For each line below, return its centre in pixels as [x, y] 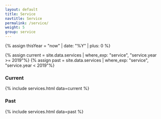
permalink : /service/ [27, 23]
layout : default [21, 9]
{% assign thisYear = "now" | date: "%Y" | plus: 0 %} [58, 46]
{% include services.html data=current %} [47, 89]
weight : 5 [15, 28]
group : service [20, 32]
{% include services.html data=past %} [44, 111]
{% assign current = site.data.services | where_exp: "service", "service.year [81, 55]
